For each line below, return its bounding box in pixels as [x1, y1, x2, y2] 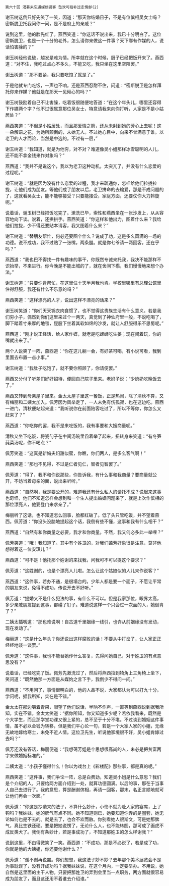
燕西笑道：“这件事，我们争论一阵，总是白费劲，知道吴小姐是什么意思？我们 [5, 774, 162, 780]
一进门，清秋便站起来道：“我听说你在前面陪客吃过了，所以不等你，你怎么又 [5, 405, 162, 411]
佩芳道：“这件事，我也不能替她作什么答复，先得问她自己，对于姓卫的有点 [5, 653, 157, 659]
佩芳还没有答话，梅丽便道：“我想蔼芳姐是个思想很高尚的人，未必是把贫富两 [5, 746, 162, 752]
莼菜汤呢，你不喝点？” [5, 440, 52, 445]
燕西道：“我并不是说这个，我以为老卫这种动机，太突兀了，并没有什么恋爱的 [5, 163, 162, 169]
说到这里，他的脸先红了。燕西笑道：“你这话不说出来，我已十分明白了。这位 [5, 31, 162, 37]
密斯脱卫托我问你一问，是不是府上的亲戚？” [5, 21, 96, 26]
